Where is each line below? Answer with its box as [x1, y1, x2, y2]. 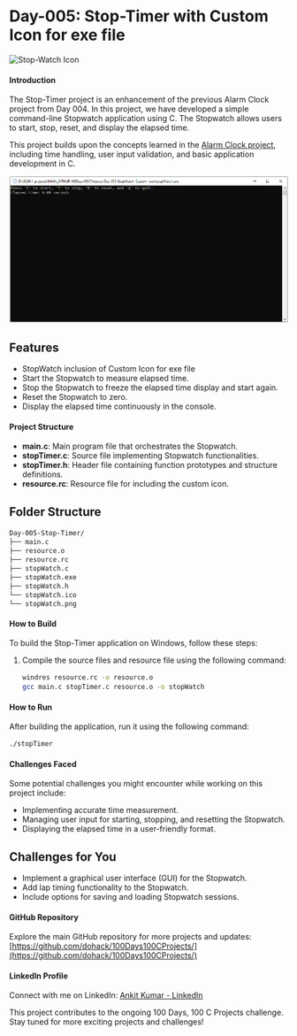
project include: [9, 787, 66, 798]
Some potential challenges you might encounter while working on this [9, 779, 263, 789]
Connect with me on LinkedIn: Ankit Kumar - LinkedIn [9, 990, 203, 1001]
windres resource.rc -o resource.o [21, 673, 154, 682]
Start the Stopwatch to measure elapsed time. [21, 373, 189, 384]
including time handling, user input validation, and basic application [9, 149, 255, 160]
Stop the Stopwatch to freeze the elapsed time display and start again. [21, 382, 278, 393]
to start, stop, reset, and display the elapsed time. [9, 122, 190, 134]
